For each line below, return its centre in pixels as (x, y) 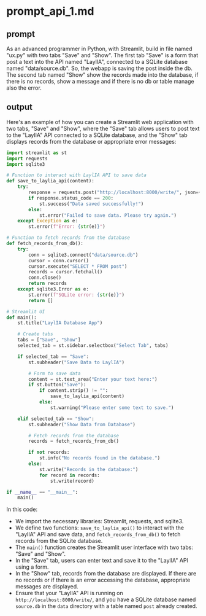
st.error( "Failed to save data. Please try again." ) (108, 215)
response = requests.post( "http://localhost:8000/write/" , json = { (115, 193)
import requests (27, 158)
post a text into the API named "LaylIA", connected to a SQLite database (97, 62)
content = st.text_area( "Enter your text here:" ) (93, 379)
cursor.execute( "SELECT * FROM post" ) (78, 266)
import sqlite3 (26, 164)
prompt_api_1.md (50, 11)
